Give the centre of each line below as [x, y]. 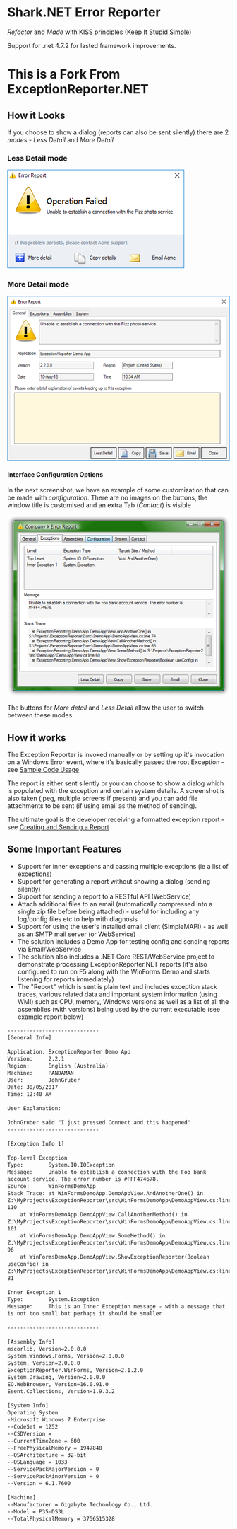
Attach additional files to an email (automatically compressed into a [115, 904]
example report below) [50, 1017]
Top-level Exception [38, 1158]
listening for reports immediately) [66, 979]
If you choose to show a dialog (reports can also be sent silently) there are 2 [118, 132]
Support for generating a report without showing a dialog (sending [114, 881]
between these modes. [41, 715]
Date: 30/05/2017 [33, 1087]
